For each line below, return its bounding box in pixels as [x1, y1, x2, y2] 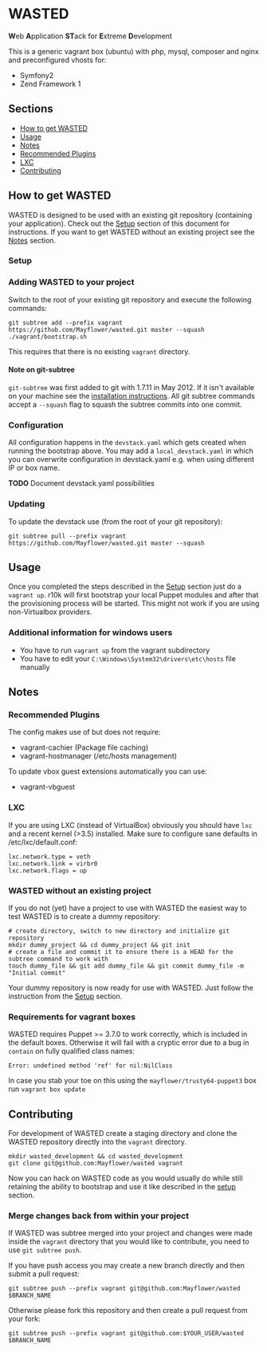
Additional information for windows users [8, 627, 173, 638]
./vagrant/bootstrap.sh [8, 333, 88, 341]
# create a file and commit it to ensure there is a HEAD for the [8, 948, 234, 956]
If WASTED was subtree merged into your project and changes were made [8, 1228, 253, 1238]
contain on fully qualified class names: [8, 1047, 135, 1056]
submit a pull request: [8, 1269, 80, 1279]
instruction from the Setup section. [8, 991, 123, 1001]
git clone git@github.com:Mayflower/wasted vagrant [8, 1160, 183, 1168]
